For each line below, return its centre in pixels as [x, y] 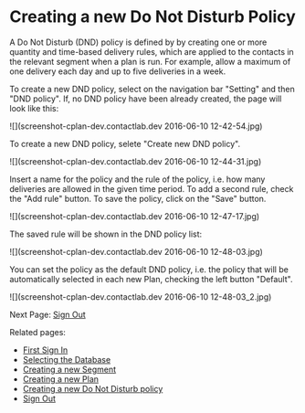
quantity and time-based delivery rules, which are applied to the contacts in [152, 51]
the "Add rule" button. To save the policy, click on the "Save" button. [138, 198]
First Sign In [45, 350]
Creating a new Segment [69, 369]
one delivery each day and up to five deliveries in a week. [118, 71]
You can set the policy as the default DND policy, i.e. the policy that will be [149, 269]
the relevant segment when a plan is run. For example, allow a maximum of [150, 61]
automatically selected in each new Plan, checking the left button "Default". [151, 279]
